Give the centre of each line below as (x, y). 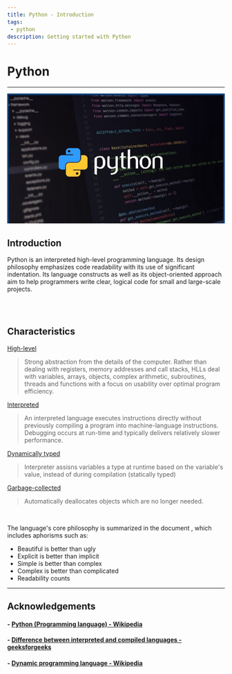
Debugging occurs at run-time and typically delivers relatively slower (122, 432)
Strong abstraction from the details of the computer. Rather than (115, 362)
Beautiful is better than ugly (57, 549)
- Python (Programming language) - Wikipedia (75, 624)
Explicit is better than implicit (58, 556)
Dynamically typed (34, 453)
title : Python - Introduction (51, 15)
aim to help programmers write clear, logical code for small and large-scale (114, 282)
